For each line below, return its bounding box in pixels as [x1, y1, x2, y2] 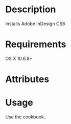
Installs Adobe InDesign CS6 [5, 20, 65, 27]
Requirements [5, 38, 66, 50]
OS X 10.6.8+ [5, 55, 33, 61]
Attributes [5, 73, 50, 85]
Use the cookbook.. [5, 114, 47, 120]
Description [5, 4, 56, 15]
